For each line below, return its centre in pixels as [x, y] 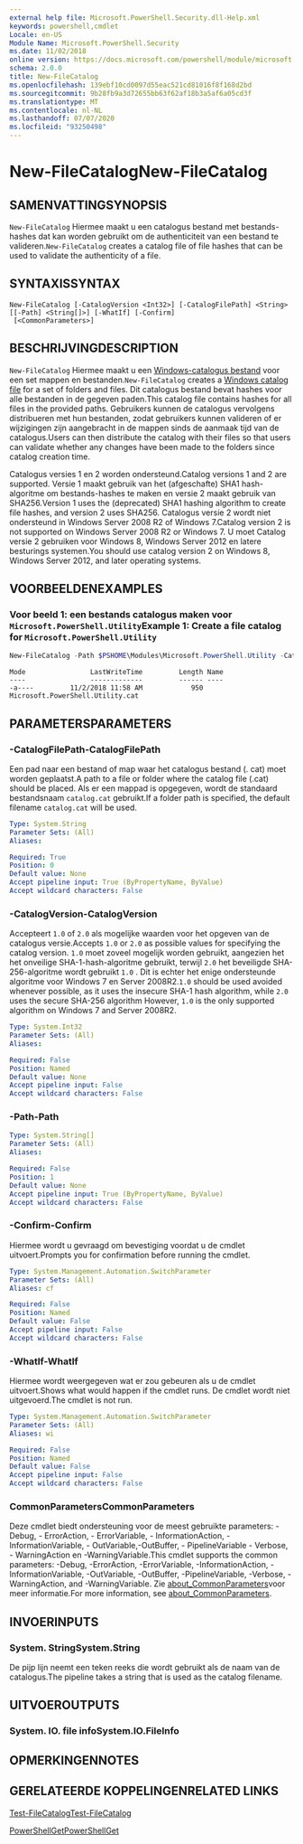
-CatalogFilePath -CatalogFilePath [85, 749]
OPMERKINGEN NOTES [74, 1760]
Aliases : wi [32, 1434]
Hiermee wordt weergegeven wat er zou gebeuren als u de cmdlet [133, 1381]
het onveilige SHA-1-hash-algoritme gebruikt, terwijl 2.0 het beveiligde [140, 963]
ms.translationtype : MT [54, 102]
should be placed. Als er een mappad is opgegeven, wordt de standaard [143, 788]
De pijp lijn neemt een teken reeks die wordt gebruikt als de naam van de [145, 1668]
